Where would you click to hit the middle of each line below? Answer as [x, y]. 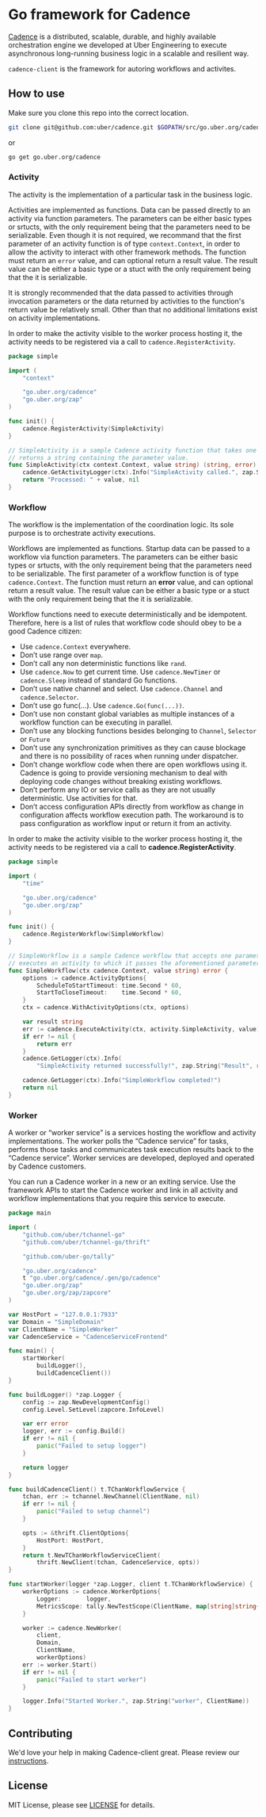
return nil [40, 1088]
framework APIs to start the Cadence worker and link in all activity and [123, 1190]
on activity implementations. [54, 318]
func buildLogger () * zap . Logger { [65, 1394]
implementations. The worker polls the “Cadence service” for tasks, [119, 1141]
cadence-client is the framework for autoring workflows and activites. [122, 68]
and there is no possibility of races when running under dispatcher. [129, 756]
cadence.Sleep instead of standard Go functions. [99, 680]
